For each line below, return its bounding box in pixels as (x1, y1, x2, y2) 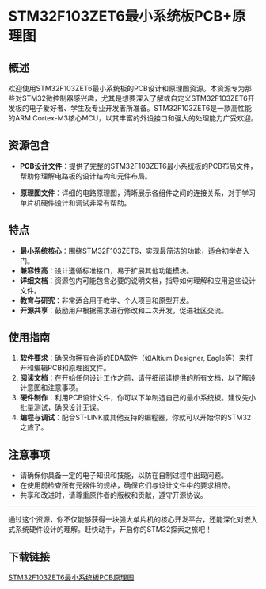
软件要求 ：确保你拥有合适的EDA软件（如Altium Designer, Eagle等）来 (19, 354, 247, 363)
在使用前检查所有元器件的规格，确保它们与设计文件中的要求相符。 (19, 480, 235, 490)
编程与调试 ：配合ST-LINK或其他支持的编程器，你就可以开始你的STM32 (19, 413, 252, 423)
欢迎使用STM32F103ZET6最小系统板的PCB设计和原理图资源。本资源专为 (8, 84, 245, 93)
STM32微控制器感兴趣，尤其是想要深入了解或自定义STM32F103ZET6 (21, 94, 248, 103)
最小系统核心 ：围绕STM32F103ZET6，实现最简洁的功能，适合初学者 (19, 246, 243, 255)
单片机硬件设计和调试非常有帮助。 (19, 197, 131, 207)
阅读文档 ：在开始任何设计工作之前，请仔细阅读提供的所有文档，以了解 (19, 373, 249, 383)
